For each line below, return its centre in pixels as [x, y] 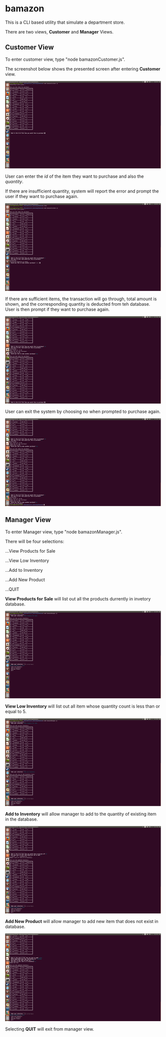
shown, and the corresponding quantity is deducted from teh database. [78, 304]
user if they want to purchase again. [42, 197]
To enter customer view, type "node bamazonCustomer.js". [65, 59]
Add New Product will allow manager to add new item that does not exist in [82, 921]
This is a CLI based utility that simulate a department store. [65, 22]
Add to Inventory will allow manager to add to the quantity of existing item [81, 814]
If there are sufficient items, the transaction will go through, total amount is [81, 299]
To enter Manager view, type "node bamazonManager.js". [64, 532]
